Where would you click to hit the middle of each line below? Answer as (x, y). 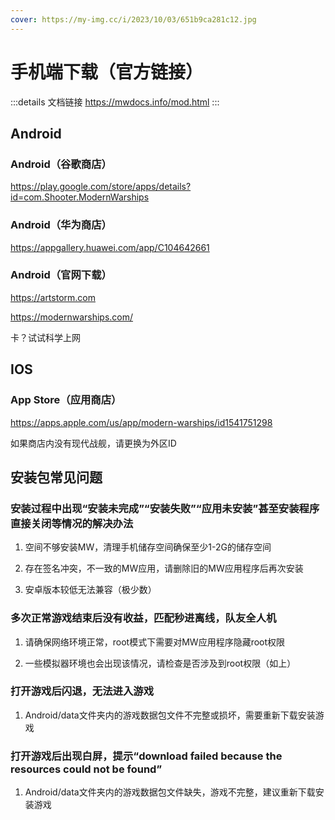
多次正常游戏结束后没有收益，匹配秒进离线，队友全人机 (143, 618)
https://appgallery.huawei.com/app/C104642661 (110, 247)
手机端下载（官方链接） (107, 72)
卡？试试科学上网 (45, 337)
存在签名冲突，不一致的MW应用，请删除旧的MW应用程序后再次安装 (164, 568)
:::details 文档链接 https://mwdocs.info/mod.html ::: (115, 102)
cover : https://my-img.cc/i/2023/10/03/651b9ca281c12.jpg (133, 19)
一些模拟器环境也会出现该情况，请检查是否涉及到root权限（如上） (160, 663)
